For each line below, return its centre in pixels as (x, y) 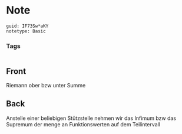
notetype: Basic (26, 31)
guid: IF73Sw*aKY (27, 26)
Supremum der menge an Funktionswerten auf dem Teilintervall (83, 124)
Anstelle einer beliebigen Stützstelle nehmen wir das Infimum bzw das (91, 118)
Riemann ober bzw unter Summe (46, 86)
